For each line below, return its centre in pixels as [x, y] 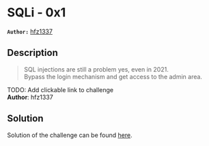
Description [32, 53]
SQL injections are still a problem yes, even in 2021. [96, 69]
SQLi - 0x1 [37, 13]
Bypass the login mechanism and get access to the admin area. [113, 76]
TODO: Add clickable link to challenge [60, 89]
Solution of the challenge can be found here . [70, 135]
